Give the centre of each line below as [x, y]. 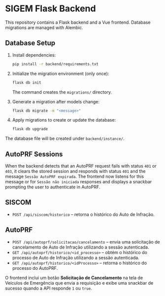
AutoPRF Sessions [34, 154]
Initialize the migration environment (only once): [61, 73]
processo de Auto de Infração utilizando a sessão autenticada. [76, 257]
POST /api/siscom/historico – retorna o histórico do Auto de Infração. [83, 214]
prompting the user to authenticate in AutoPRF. [53, 187]
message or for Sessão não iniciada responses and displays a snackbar [79, 182]
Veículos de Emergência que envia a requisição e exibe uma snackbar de [79, 283]
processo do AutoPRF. [35, 268]
